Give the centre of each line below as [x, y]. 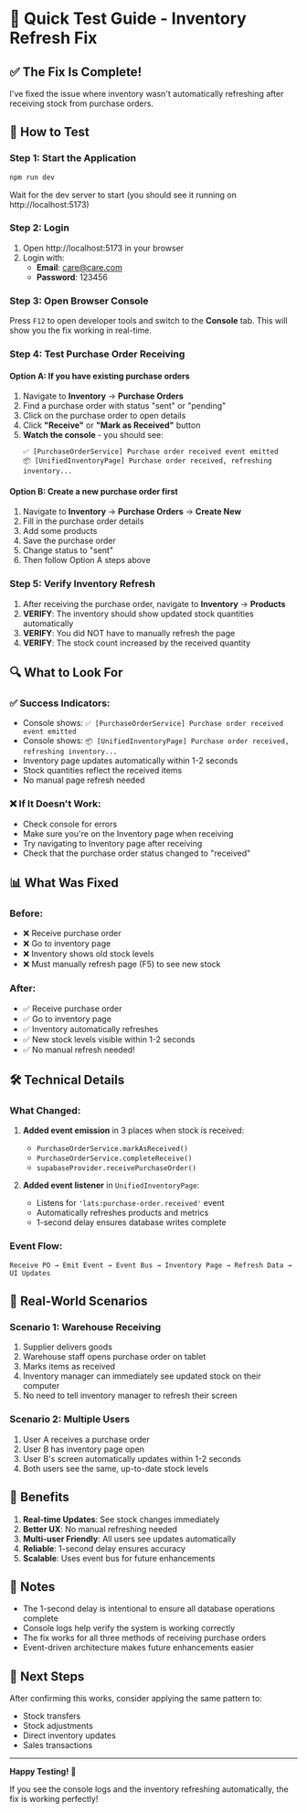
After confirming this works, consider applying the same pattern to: [136, 1699]
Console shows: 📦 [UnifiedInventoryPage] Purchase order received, [156, 741]
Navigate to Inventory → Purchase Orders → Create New [132, 512]
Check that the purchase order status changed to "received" [137, 853]
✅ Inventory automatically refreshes [90, 1029]
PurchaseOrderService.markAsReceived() [112, 1149]
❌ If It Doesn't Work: [56, 804]
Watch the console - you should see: [93, 435]
